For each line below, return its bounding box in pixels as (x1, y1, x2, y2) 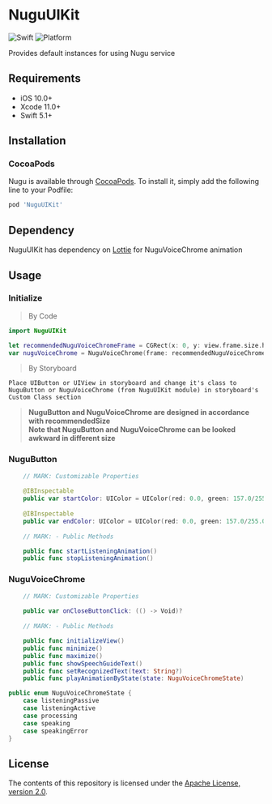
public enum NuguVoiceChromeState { (8, 689, 132, 698)
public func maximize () (23, 652, 104, 660)
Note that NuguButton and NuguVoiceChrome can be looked (28, 425, 236, 434)
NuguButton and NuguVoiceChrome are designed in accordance (28, 408, 249, 417)
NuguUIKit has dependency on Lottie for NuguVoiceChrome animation (8, 245, 243, 254)
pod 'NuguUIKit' (8, 201, 63, 209)
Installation (8, 134, 66, 148)
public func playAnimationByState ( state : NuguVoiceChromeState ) (23, 674, 244, 682)
